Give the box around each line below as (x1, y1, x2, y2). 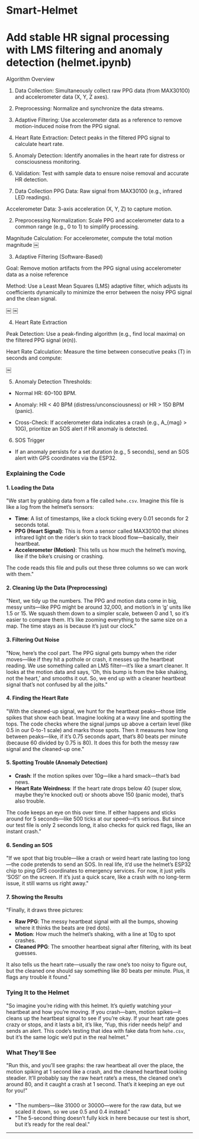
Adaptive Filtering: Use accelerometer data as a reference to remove (14, 116, 182, 123)
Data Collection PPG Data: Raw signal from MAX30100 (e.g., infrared (14, 187, 182, 195)
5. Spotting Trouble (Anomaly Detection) (6, 759, 108, 766)
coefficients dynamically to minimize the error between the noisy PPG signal (6, 289, 192, 296)
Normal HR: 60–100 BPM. (14, 390, 77, 397)
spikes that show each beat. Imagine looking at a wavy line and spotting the (6, 714, 191, 721)
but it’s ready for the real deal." (14, 1121, 91, 1128)
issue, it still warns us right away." (6, 880, 89, 887)
